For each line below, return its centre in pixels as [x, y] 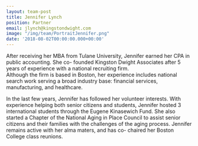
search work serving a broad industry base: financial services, [82, 81]
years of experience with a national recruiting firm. [68, 68]
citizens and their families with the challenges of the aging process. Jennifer [99, 124]
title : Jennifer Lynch [34, 17]
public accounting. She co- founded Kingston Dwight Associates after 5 [94, 62]
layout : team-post [29, 12]
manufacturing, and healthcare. [44, 87]
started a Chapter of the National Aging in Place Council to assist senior [93, 118]
